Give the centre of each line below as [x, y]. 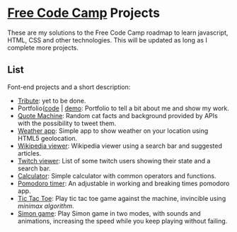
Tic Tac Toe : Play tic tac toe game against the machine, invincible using [122, 198]
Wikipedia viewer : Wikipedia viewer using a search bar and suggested [120, 146]
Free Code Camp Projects [84, 13]
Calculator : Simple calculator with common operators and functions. [117, 175]
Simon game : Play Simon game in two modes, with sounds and [109, 213]
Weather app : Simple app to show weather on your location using [113, 130]
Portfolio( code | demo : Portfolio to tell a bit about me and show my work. [123, 108]
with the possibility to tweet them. [67, 123]
